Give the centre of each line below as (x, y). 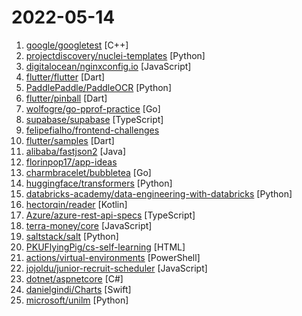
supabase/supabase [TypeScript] (94, 119)
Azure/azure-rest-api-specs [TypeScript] (110, 215)
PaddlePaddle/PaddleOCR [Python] (98, 87)
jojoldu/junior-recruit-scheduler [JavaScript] (116, 268)
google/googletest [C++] (77, 45)
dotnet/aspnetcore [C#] (74, 278)
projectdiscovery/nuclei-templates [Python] (115, 55)
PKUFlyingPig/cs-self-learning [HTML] (105, 247)
